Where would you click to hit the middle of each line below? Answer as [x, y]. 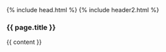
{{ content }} [24, 42]
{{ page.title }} [31, 27]
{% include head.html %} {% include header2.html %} [83, 10]
